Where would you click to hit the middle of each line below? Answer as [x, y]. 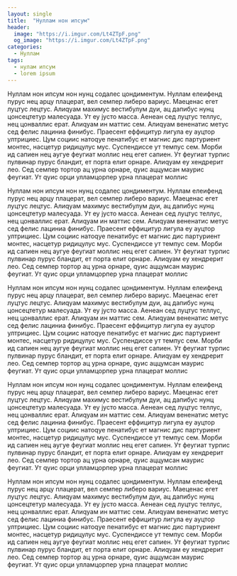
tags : [15, 60]
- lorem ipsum [34, 73]
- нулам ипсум [34, 67]
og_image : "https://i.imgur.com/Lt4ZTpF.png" [82, 41]
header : [19, 27]
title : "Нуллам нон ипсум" [49, 21]
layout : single [30, 14]
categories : [25, 47]
